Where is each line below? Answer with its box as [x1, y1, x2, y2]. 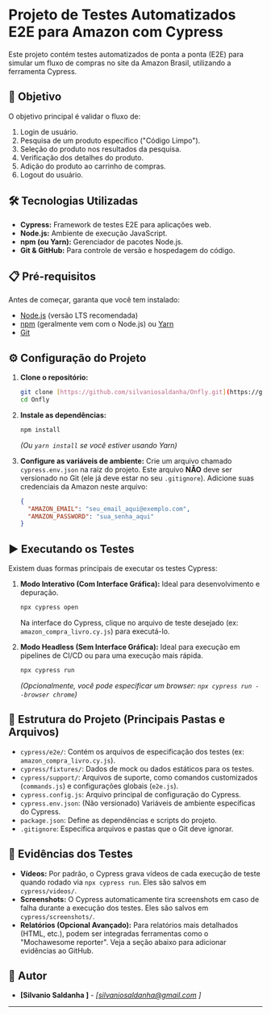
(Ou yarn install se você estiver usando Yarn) [19, 440, 177, 450]
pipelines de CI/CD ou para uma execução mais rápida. [19, 651, 203, 660]
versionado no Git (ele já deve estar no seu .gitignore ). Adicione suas [19, 473, 254, 483]
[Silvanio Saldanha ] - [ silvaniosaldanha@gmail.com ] [19, 990, 202, 1000]
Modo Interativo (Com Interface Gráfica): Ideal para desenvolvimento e [19, 579, 261, 589]
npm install [19, 426, 60, 434]
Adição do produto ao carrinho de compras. [19, 161, 167, 171]
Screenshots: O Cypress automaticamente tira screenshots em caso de [19, 894, 260, 904]
